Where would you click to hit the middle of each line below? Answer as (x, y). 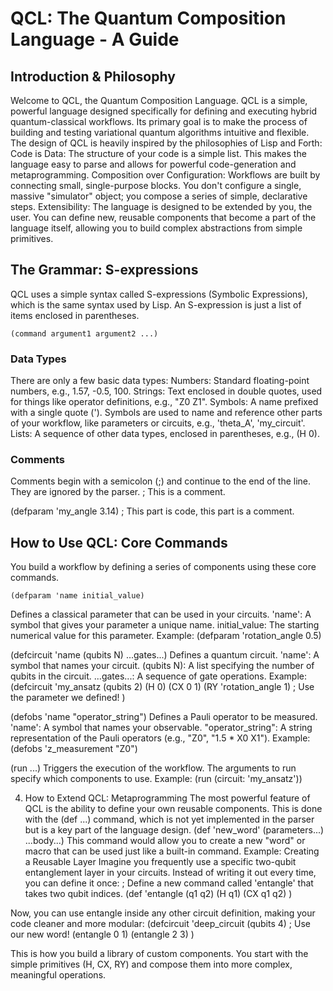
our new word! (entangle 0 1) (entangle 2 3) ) (102, 934)
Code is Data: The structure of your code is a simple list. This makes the (158, 153)
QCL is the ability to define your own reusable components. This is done (173, 809)
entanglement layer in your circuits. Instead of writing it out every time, (170, 873)
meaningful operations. (58, 975)
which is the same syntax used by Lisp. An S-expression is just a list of (156, 304)
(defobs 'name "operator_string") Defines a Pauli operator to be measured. (164, 717)
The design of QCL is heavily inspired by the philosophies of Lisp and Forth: (166, 143)
